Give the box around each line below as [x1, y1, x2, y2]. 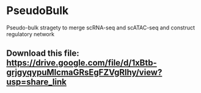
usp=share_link [6, 77, 67, 87]
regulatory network [6, 30, 55, 37]
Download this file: [6, 48, 79, 59]
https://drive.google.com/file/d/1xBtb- [6, 58, 157, 68]
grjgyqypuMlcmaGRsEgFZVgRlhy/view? [6, 67, 163, 78]
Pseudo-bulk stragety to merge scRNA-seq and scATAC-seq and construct [6, 24, 196, 31]
